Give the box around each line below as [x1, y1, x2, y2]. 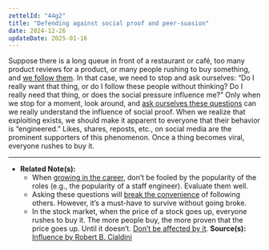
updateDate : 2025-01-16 [8, 34, 88, 42]
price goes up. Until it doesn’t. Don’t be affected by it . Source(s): [31, 224, 247, 233]
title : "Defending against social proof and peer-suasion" [8, 19, 210, 27]
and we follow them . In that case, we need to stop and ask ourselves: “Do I [8, 73, 255, 83]
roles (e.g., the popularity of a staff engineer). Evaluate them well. [31, 181, 248, 191]
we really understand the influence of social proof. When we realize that [8, 107, 246, 117]
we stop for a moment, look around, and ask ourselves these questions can [8, 99, 257, 108]
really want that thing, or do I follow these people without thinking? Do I [8, 82, 243, 91]
